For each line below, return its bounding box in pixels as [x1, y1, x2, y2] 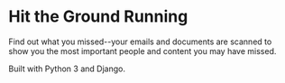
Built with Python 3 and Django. [8, 63, 125, 74]
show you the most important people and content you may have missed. [8, 45, 277, 56]
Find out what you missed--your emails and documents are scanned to [8, 36, 272, 47]
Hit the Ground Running [8, 6, 188, 27]
